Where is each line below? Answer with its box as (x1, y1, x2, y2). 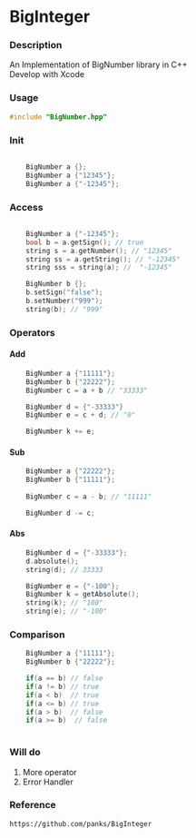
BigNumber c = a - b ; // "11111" (25, 492, 152, 501)
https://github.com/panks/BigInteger (9, 819, 152, 828)
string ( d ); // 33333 (25, 565, 103, 574)
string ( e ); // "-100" (25, 606, 107, 616)
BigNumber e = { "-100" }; (25, 581, 120, 591)
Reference (9, 799, 56, 812)
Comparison (9, 628, 65, 641)
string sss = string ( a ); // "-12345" (25, 263, 172, 272)
